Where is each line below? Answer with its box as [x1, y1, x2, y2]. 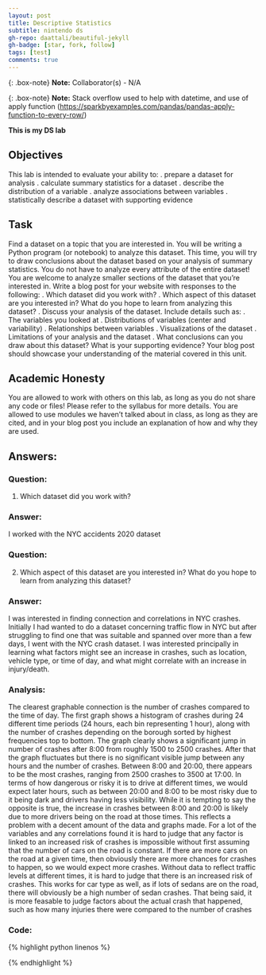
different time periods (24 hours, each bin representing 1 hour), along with [8, 719, 250, 729]
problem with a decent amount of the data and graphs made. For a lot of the [8, 820, 256, 830]
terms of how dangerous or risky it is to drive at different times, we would [8, 778, 249, 787]
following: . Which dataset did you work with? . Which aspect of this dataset [8, 289, 256, 299]
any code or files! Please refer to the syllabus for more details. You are [8, 401, 238, 411]
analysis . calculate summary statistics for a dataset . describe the [8, 178, 225, 188]
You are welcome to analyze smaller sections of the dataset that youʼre [8, 273, 241, 282]
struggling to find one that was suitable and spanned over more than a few [8, 630, 253, 640]
